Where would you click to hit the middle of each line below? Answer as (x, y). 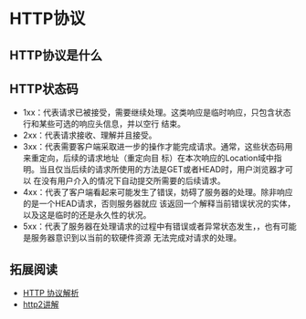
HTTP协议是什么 (56, 55)
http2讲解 (41, 304)
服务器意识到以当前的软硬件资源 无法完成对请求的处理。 (136, 238)
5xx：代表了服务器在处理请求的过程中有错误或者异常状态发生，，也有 (152, 226)
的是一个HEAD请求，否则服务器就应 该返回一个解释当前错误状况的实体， (159, 204)
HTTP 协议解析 (51, 293)
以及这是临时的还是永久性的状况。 (87, 215)
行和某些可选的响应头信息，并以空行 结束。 (104, 124)
